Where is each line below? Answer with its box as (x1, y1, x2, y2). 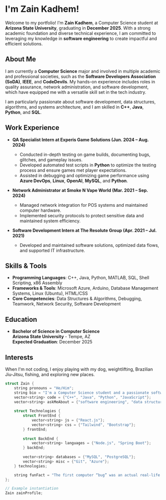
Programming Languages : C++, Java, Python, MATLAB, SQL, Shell (12, 275, 150, 281)
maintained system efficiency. (19, 218, 81, 224)
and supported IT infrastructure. (19, 247, 85, 253)
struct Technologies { (14, 409, 61, 414)
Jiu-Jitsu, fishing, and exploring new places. (5, 372, 95, 377)
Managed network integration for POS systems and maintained (19, 202, 148, 208)
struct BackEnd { (23, 436, 58, 441)
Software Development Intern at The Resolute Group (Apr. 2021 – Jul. (12, 227, 157, 233)
